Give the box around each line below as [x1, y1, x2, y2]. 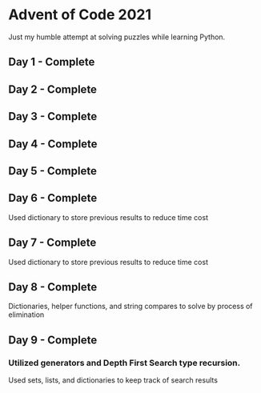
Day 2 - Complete [8, 82, 98, 96]
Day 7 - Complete [8, 236, 97, 250]
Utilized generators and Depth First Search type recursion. [8, 357, 241, 368]
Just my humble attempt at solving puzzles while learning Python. [8, 32, 226, 42]
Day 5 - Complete [8, 164, 98, 178]
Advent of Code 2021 [8, 6, 152, 24]
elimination [8, 310, 45, 319]
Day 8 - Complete [8, 280, 98, 294]
